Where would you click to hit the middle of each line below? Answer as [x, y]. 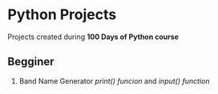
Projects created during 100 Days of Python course [93, 37]
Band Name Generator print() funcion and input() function [114, 80]
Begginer [31, 62]
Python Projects [62, 15]
